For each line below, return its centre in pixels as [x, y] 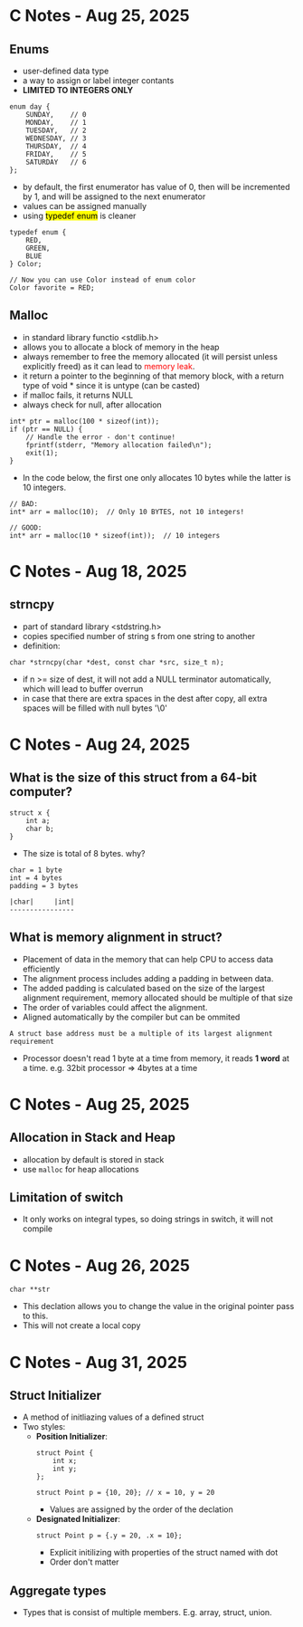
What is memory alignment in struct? [116, 938]
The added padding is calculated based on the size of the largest [143, 988]
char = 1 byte [36, 870]
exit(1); [42, 453]
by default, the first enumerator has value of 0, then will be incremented [156, 187]
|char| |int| [42, 902]
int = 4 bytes [36, 878]
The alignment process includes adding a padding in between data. [148, 978]
